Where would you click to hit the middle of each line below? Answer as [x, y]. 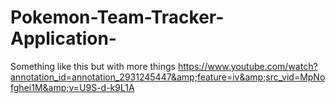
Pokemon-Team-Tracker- [117, 17]
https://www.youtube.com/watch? [247, 66]
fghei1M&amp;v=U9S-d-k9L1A [72, 87]
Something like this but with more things [93, 66]
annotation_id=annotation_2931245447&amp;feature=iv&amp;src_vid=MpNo [168, 77]
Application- [63, 38]
